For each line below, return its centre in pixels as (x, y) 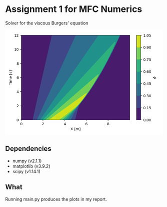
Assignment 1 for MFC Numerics (74, 9)
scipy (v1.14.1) (26, 171)
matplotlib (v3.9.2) (31, 166)
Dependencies (28, 149)
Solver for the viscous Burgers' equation (47, 23)
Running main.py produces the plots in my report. (56, 199)
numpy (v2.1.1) (27, 161)
